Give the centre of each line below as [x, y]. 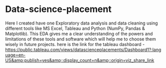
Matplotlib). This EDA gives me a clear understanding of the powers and [79, 33]
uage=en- [15, 55]
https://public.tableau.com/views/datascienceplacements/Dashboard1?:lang [83, 49]
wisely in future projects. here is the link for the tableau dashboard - [75, 44]
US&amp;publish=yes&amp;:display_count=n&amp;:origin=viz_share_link [80, 60]
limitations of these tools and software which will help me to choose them [81, 39]
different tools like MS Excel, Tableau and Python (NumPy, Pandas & [75, 28]
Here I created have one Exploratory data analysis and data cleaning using [82, 23]
